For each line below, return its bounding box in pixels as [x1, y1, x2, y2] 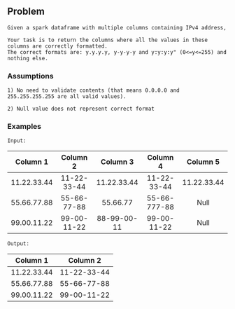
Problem [7, 6, 45, 18]
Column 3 [100, 157, 134, 167]
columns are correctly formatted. [7, 42, 108, 50]
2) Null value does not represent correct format [7, 105, 155, 113]
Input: [7, 137, 27, 144]
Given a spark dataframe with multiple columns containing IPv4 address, [7, 24, 227, 31]
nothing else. [7, 55, 49, 62]
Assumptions [7, 71, 54, 81]
